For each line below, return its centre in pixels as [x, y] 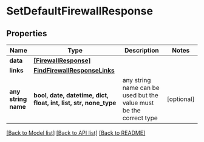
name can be [141, 88]
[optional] [181, 99]
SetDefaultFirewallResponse [80, 11]
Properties [27, 34]
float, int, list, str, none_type [75, 103]
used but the [141, 95]
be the [131, 110]
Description [141, 50]
